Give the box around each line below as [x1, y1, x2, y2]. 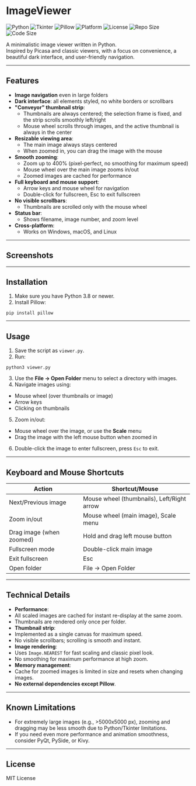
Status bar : [14, 209, 43, 216]
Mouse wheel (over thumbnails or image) [14, 392, 114, 399]
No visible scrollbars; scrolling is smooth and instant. [14, 636, 142, 644]
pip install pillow [6, 310, 54, 316]
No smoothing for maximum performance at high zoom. [14, 655, 149, 662]
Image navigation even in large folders [14, 91, 108, 98]
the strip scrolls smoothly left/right [23, 116, 106, 123]
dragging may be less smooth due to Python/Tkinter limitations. [14, 724, 167, 732]
